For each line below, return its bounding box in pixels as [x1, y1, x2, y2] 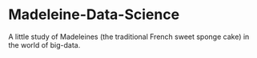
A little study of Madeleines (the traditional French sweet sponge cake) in [8, 32, 250, 41]
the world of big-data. [8, 40, 81, 49]
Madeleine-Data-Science [8, 6, 180, 24]
